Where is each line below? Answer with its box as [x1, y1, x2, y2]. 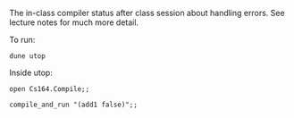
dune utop [9, 52, 46, 61]
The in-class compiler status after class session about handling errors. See [9, 8, 285, 18]
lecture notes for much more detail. [9, 17, 139, 28]
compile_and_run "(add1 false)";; [9, 100, 139, 109]
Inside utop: [9, 67, 54, 78]
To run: [9, 35, 36, 45]
